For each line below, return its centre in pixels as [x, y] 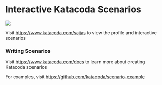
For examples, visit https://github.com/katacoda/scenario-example [75, 77]
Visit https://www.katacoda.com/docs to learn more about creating [75, 62]
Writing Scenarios [28, 51]
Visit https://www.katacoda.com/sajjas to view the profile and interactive [81, 32]
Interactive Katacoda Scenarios [73, 9]
